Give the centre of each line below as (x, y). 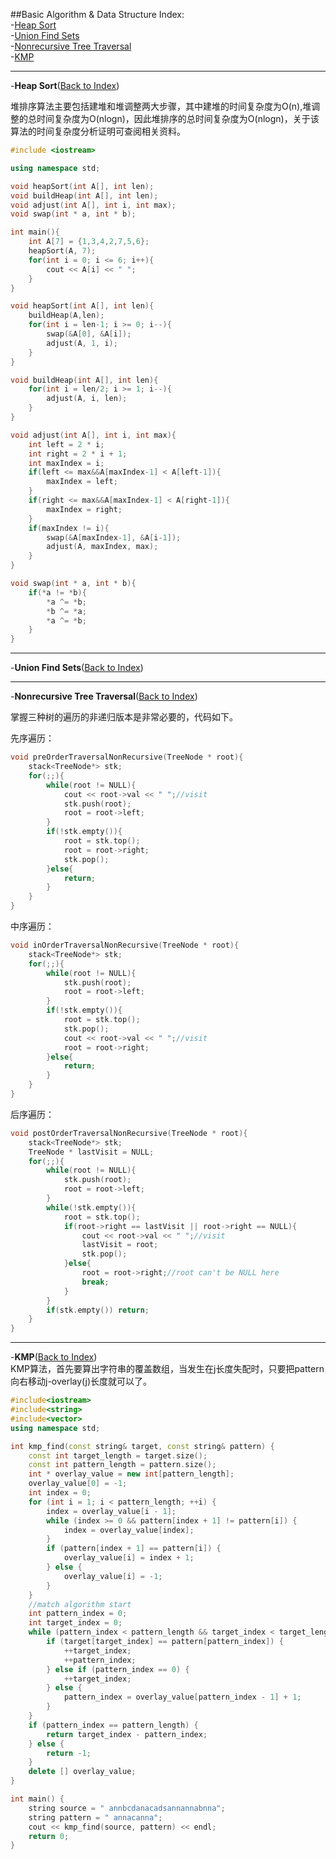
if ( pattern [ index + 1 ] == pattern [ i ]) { (134, 1549)
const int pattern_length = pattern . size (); (122, 1465)
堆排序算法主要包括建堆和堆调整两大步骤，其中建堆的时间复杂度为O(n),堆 (161, 106)
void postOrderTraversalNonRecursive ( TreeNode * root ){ (129, 1133)
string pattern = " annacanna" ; (95, 1817)
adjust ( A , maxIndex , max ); (102, 547)
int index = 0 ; (60, 1493)
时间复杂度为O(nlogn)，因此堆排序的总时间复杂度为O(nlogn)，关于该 (178, 118)
